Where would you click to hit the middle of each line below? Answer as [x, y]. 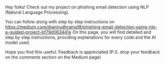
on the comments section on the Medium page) [53, 57]
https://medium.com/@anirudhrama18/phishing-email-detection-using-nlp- [81, 27]
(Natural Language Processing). [37, 12]
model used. [18, 43]
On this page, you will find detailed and [112, 32]
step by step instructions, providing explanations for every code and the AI [81, 37]
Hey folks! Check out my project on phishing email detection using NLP [77, 7]
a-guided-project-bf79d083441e [38, 32]
